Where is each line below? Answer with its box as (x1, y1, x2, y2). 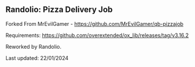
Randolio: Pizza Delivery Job (5, 5, 113, 15)
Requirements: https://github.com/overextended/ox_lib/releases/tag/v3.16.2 (5, 32, 189, 39)
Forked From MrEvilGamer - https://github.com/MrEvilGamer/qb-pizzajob (5, 20, 184, 27)
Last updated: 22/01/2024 (5, 54, 69, 61)
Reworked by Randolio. (5, 43, 62, 50)
